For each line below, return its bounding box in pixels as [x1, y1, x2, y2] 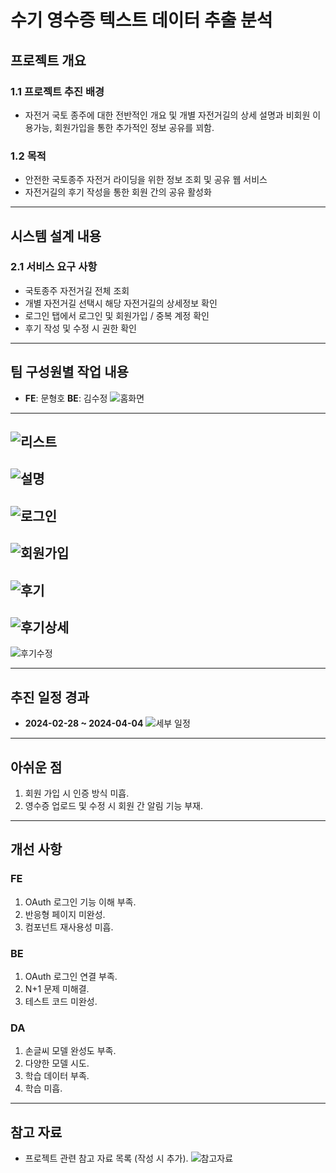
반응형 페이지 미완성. [24, 908, 106, 920]
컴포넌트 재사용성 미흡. [24, 921, 114, 933]
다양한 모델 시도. [24, 1057, 90, 1070]
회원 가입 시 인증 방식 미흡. [24, 787, 130, 800]
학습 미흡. [24, 1082, 63, 1095]
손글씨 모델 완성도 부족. [24, 1045, 117, 1057]
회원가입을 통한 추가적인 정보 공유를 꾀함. [54, 121, 215, 133]
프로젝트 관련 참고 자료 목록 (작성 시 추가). [24, 1152, 189, 1165]
